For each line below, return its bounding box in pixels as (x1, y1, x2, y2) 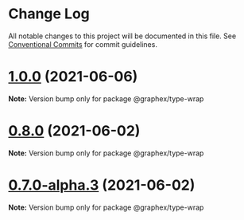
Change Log (8, 5, 90, 23)
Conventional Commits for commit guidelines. (8, 39, 157, 49)
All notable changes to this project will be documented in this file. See (8, 31, 237, 41)
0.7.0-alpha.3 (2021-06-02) (8, 176, 196, 194)
